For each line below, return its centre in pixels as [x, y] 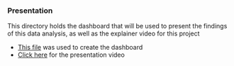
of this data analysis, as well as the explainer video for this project [104, 33]
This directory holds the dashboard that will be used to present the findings [117, 26]
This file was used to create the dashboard [80, 48]
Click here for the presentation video [71, 55]
